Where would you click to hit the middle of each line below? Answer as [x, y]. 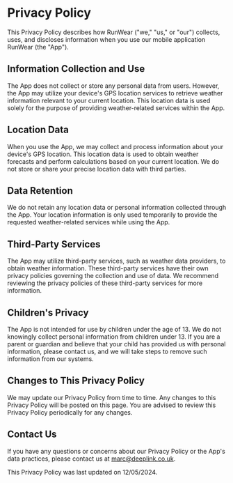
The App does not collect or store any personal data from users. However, [113, 86]
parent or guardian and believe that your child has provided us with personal [116, 344]
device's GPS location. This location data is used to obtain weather [103, 154]
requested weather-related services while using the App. [89, 222]
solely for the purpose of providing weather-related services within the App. [116, 108]
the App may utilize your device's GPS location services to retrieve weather [115, 93]
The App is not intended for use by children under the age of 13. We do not [114, 329]
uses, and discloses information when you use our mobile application [106, 39]
